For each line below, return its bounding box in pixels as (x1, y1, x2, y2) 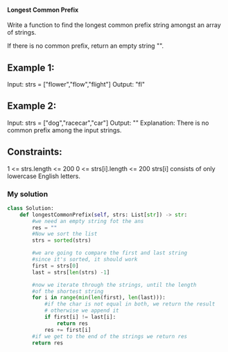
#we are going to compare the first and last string (32, 249, 188, 256)
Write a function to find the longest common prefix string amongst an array (7, 21, 222, 29)
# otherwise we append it (44, 307, 119, 315)
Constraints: (7, 146, 62, 158)
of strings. (7, 28, 37, 37)
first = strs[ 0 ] (32, 262, 79, 270)
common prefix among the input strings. (7, 125, 122, 134)
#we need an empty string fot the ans (32, 218, 144, 225)
